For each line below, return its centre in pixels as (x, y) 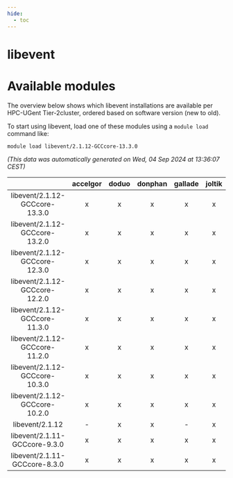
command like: (28, 133)
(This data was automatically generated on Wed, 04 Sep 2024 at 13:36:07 (113, 159)
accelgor (87, 183)
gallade (186, 183)
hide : (15, 14)
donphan (152, 183)
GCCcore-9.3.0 (38, 444)
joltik (214, 183)
